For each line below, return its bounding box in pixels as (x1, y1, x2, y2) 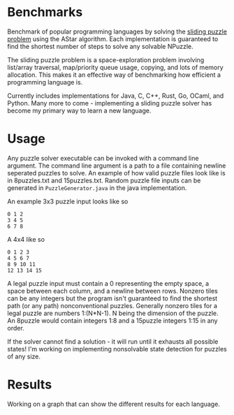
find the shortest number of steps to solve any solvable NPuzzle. (7, 42, 193, 50)
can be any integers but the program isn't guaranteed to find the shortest (7, 294, 218, 303)
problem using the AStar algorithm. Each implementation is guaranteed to (7, 34, 219, 43)
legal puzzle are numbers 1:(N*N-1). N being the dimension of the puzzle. (7, 309, 219, 317)
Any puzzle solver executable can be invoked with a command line (7, 154, 199, 162)
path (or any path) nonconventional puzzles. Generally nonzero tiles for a (7, 301, 218, 310)
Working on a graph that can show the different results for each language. (7, 400, 220, 408)
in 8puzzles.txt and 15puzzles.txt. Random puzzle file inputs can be (7, 176, 201, 184)
